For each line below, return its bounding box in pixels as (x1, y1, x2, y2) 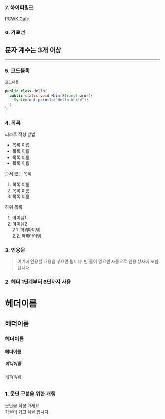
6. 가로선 (5, 29, 26, 36)
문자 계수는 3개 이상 (5, 46, 62, 54)
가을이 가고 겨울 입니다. (5, 409, 50, 415)
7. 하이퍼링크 (5, 4, 33, 11)
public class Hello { (5, 89, 48, 94)
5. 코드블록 (5, 67, 29, 74)
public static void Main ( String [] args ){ (9, 93, 93, 98)
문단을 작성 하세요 (5, 403, 39, 409)
